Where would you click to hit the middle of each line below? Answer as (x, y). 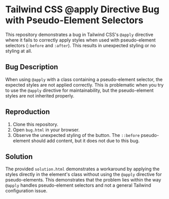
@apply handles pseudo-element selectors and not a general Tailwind (78, 185)
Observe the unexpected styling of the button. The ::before (76, 135)
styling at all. (19, 51)
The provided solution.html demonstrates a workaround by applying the (82, 169)
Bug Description (32, 67)
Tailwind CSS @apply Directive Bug (82, 9)
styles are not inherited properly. (40, 95)
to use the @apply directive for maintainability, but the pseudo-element (80, 90)
